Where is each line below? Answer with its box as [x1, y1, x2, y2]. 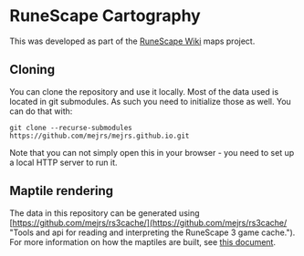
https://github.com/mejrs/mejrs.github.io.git [9, 131, 190, 140]
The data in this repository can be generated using [9, 207, 200, 219]
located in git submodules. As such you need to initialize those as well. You [9, 96, 292, 107]
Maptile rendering [9, 183, 114, 199]
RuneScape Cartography [9, 5, 201, 26]
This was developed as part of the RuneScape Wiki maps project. [9, 36, 256, 46]
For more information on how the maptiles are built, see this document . [9, 236, 277, 247]
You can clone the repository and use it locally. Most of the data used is [9, 86, 279, 97]
